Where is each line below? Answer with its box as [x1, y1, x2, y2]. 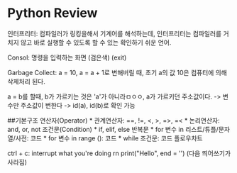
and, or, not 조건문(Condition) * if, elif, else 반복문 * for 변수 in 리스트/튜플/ [7, 125, 219, 133]
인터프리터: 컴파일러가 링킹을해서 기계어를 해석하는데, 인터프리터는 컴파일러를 [7, 29, 222, 38]
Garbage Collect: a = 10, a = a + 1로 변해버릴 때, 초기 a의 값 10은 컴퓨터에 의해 [7, 68, 227, 77]
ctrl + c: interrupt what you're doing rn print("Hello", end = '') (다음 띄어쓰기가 [7, 149, 231, 157]
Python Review [7, 5, 98, 21]
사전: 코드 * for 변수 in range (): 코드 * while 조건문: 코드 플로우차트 [15, 133, 204, 143]
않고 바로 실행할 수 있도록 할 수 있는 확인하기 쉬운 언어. [20, 38, 172, 47]
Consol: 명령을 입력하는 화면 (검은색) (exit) [7, 53, 127, 62]
